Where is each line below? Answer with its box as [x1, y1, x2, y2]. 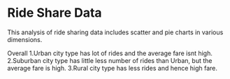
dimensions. [7, 35, 43, 43]
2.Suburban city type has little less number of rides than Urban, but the [7, 56, 213, 64]
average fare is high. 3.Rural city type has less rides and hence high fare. [7, 64, 218, 72]
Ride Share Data [7, 5, 103, 21]
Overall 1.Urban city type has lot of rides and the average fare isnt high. [7, 49, 213, 57]
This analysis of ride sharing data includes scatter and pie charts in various [7, 28, 224, 36]
